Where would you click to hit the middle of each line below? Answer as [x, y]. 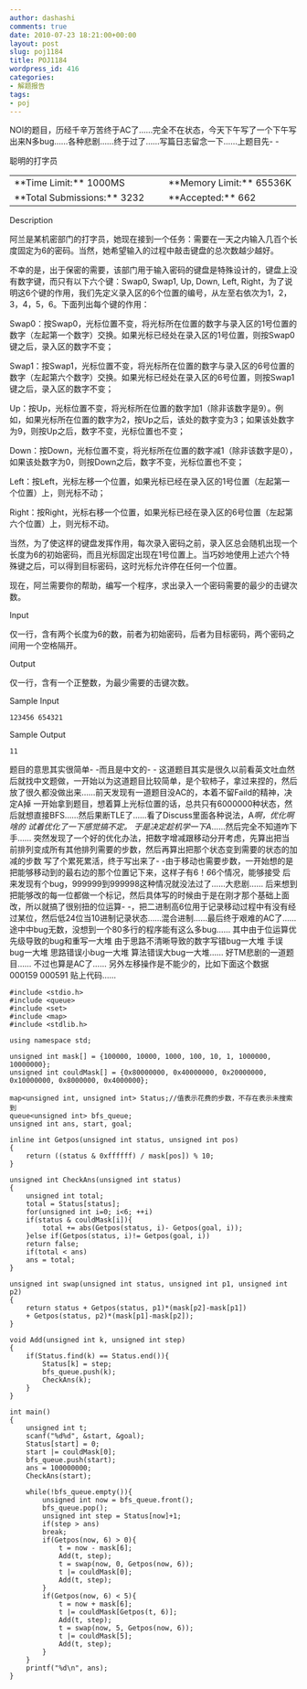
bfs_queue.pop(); [75, 1508]
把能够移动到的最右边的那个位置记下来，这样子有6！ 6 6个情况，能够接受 [145, 872]
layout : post [34, 43]
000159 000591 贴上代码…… [63, 976]
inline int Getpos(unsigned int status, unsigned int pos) [124, 1140]
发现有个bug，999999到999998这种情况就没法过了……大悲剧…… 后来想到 [157, 884]
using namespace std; [51, 1041]
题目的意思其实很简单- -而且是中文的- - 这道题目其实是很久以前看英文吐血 [148, 770]
